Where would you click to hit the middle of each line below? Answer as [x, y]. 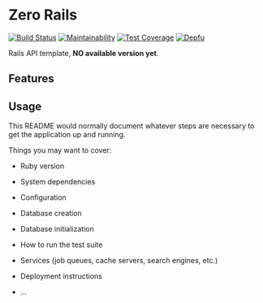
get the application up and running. [67, 135]
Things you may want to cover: [60, 150]
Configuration [43, 197]
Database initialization [57, 229]
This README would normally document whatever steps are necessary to [131, 126]
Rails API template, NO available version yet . [84, 53]
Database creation [51, 214]
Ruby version [42, 166]
